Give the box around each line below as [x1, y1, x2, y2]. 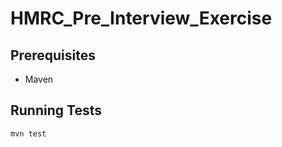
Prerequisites [10, 47, 96, 64]
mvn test [10, 128, 47, 139]
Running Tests [10, 102, 102, 119]
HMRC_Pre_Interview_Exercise [10, 7, 273, 30]
